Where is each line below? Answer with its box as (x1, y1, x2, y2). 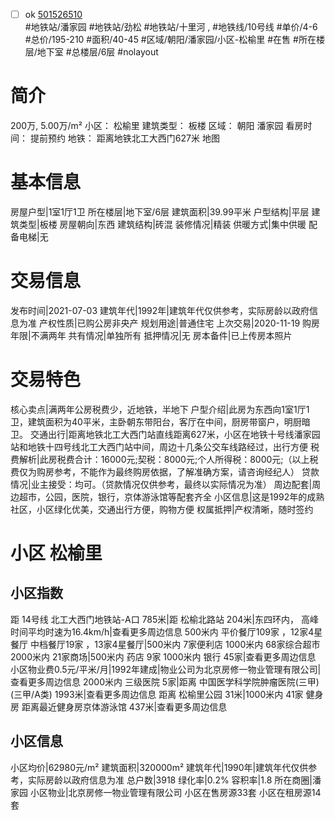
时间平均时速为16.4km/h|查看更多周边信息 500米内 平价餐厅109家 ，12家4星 (10, 625, 323, 638)
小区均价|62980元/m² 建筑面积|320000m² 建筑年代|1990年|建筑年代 (10, 761, 292, 773)
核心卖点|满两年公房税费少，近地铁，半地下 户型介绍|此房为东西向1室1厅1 (10, 403, 310, 415)
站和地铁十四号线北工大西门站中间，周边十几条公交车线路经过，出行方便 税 (10, 440, 320, 453)
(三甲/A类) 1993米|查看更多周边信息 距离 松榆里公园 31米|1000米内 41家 (10, 688, 304, 700)
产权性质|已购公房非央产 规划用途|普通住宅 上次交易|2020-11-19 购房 (38, 317, 321, 329)
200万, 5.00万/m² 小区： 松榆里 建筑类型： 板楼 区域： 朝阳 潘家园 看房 (10, 120, 304, 131)
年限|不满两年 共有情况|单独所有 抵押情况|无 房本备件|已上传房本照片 (10, 329, 293, 341)
